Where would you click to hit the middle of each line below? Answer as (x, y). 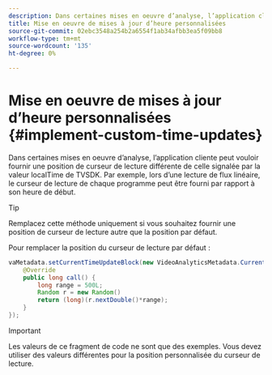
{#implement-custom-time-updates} (136, 135)
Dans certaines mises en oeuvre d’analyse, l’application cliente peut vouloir (134, 157)
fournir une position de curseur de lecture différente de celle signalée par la (134, 166)
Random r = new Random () (79, 292)
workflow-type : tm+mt (45, 38)
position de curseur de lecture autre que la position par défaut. (113, 232)
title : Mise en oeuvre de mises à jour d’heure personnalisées (117, 23)
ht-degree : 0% (32, 53)
